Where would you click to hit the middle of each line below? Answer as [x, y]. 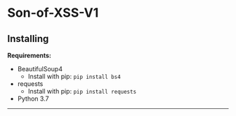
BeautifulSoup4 [40, 69]
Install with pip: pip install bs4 [74, 76]
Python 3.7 [33, 99]
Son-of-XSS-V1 [53, 13]
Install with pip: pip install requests [82, 91]
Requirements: [29, 55]
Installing [28, 39]
